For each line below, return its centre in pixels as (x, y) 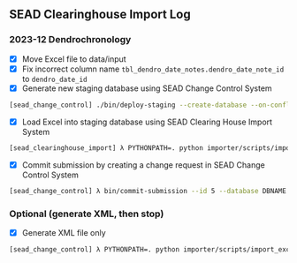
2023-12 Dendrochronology (70, 40)
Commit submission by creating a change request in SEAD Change (143, 165)
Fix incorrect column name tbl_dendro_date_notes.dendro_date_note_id (153, 69)
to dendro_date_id (54, 79)
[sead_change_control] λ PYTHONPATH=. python (94, 249)
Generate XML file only (64, 232)
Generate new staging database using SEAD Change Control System (147, 88)
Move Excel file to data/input (74, 59)
